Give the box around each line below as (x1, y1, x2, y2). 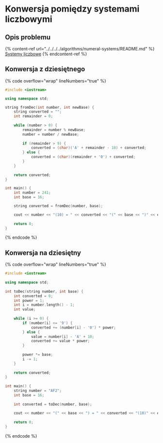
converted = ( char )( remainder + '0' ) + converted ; (31, 154, 136, 160)
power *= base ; (22, 352, 53, 357)
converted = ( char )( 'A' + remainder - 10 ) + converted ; (31, 146, 147, 150)
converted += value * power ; (31, 339, 90, 344)
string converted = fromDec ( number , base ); (14, 204, 103, 209)
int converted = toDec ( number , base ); (14, 402, 92, 407)
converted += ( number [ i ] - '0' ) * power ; (31, 325, 116, 330)
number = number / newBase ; (22, 132, 79, 137)
